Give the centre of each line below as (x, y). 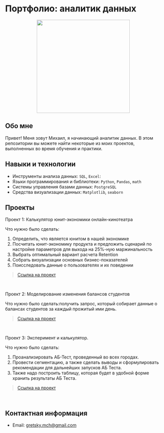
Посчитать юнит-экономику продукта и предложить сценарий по (82, 244)
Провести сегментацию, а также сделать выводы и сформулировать (86, 362)
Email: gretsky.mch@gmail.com (44, 425)
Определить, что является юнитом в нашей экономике (71, 239)
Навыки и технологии (40, 164)
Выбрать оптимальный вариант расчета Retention (65, 255)
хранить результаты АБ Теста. (44, 378)
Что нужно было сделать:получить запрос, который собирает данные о (81, 304)
